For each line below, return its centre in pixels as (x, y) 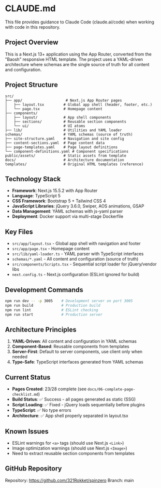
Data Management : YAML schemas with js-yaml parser (67, 211)
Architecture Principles (41, 329)
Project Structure (31, 85)
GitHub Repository (33, 469)
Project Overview (32, 43)
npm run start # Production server (54, 314)
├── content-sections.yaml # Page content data (55, 143)
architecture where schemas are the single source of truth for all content (77, 64)
